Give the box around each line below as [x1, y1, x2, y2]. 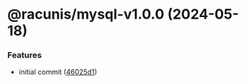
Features [7, 50, 42, 61]
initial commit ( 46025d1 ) [18, 68, 97, 77]
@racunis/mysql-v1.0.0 [7, 5, 165, 23]
